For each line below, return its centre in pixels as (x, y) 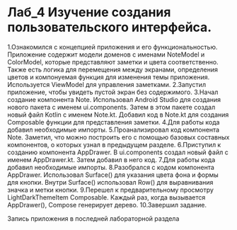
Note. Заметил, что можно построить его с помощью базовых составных (118, 137)
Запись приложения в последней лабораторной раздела (93, 218)
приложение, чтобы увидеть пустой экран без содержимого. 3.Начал (113, 92)
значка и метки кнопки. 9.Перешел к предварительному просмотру (111, 190)
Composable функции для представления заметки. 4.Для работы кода (114, 122)
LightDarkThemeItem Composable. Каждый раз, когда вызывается (106, 197)
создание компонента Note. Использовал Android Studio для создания (114, 99)
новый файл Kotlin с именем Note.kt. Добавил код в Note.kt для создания (118, 115)
